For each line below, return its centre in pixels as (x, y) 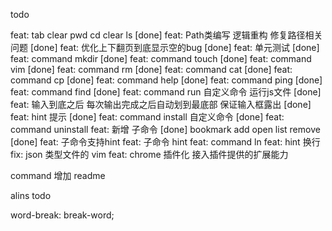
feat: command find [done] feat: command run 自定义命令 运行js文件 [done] (166, 92)
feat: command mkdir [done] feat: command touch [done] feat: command (161, 58)
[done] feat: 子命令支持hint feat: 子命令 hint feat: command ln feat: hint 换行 (165, 142)
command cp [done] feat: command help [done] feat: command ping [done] (166, 80)
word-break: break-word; (62, 215)
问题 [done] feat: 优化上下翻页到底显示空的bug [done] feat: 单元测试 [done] (165, 47)
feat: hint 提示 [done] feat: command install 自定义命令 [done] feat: (147, 117)
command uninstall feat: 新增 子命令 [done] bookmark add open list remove (165, 129)
